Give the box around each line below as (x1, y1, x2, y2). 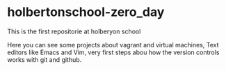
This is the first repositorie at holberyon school (7, 27, 141, 35)
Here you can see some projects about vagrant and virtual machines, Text (7, 40, 219, 49)
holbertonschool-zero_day (7, 4, 165, 20)
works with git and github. (7, 55, 82, 63)
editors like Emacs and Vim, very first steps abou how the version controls (7, 48, 220, 56)
